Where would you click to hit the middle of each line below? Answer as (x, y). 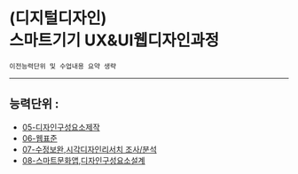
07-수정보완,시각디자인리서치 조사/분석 (89, 149)
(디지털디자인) (58, 18)
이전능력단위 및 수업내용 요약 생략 (63, 66)
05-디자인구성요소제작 (61, 127)
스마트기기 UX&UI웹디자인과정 (114, 40)
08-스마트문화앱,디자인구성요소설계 (83, 160)
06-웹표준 (39, 138)
